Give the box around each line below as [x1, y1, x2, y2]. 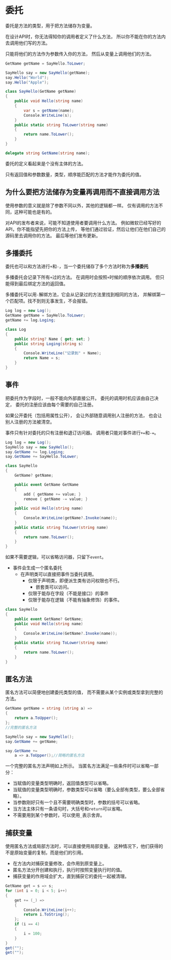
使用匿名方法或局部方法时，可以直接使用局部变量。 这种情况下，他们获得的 [5, 843, 163, 849]
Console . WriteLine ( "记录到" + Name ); [23, 351, 102, 356]
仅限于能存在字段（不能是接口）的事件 [28, 590, 109, 596]
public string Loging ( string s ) [14, 341, 83, 346]
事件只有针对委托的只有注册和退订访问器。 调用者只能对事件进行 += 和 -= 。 [5, 430, 159, 436]
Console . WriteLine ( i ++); [23, 907, 77, 912]
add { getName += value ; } [23, 492, 81, 497]
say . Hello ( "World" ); [5, 75, 50, 80]
